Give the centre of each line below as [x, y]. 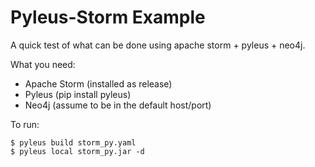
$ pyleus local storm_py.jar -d [77, 151]
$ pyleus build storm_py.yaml [73, 142]
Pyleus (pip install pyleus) [78, 94]
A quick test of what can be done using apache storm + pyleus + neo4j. [158, 45]
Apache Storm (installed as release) [98, 83]
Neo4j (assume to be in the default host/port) [118, 105]
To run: [25, 124]
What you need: [43, 64]
